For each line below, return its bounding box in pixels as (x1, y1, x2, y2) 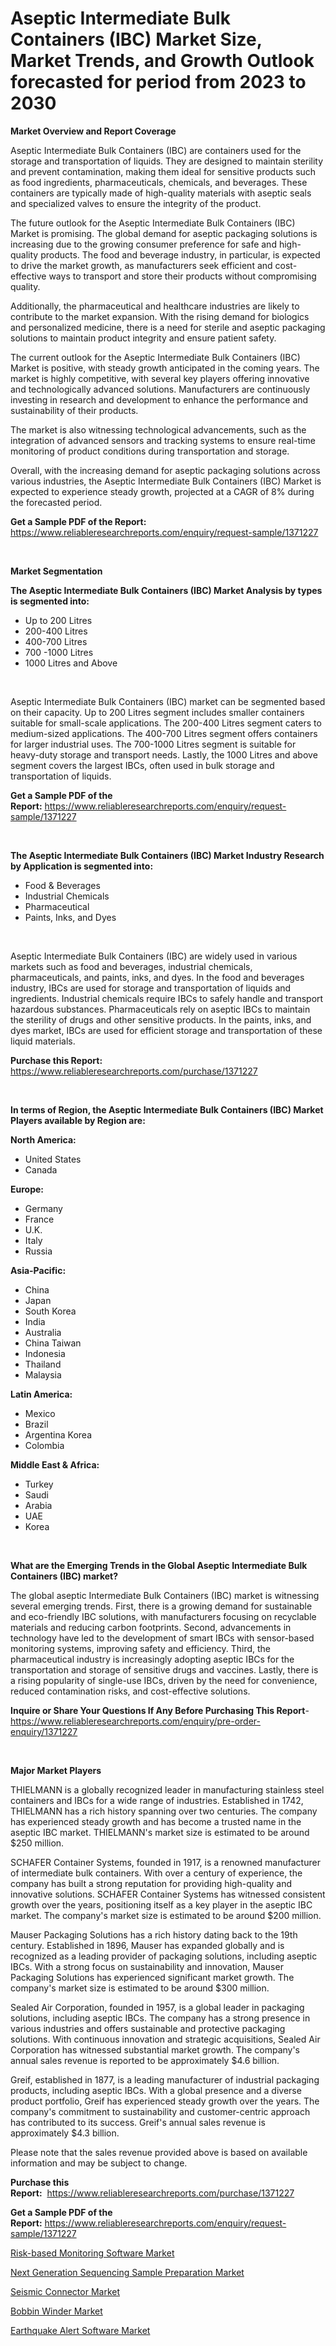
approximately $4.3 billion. (10, 2127, 120, 2139)
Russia (24, 1245, 53, 1257)
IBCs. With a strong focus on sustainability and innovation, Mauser (10, 1960, 284, 1972)
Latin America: (10, 1388, 73, 1400)
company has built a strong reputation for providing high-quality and (10, 1877, 293, 1889)
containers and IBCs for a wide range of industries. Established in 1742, (10, 1794, 304, 1806)
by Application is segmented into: (10, 860, 154, 872)
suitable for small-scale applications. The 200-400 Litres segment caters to (10, 717, 322, 729)
